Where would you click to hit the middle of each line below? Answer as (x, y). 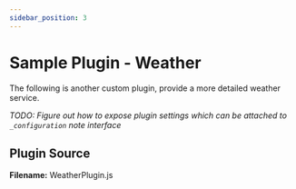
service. (25, 97)
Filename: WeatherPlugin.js (61, 175)
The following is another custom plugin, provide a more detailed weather (145, 88)
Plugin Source (50, 153)
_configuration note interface (65, 124)
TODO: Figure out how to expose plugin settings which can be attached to (148, 115)
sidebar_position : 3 (49, 18)
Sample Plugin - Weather (105, 62)
